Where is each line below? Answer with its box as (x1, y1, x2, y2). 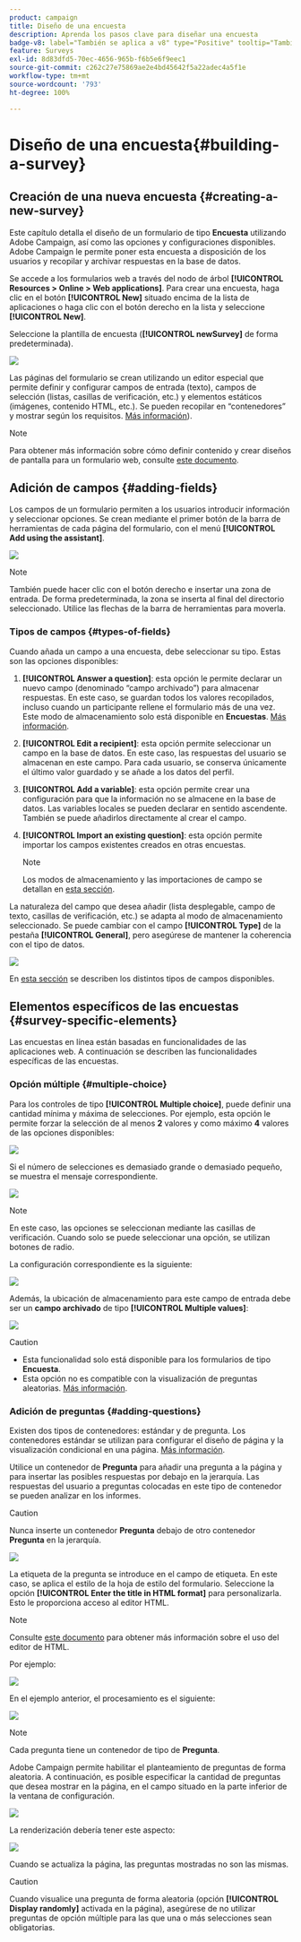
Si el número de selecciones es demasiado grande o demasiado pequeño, (9, 1161, 283, 1172)
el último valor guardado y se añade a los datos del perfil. (21, 766, 235, 777)
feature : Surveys (9, 47, 74, 56)
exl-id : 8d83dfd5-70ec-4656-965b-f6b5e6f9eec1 (9, 55, 186, 64)
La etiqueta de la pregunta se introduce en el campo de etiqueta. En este (9, 1569, 278, 1580)
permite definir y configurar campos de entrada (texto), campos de (9, 382, 257, 393)
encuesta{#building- (121, 134, 280, 155)
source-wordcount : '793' (9, 80, 102, 89)
